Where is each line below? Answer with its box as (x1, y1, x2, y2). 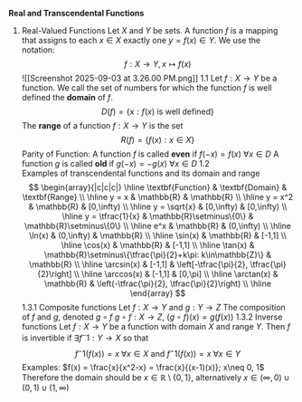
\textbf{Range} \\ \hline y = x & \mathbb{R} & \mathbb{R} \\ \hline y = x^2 (22, 192, 294, 202)
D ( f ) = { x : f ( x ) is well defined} (101, 106, 214, 117)
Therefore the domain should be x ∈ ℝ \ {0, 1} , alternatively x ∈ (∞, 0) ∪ (21, 372, 290, 383)
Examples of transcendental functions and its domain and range (21, 167, 260, 178)
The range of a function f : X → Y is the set (21, 120, 184, 130)
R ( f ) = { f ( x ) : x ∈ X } (120, 135, 195, 145)
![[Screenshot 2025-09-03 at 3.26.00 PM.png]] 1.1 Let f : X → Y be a (21, 72, 278, 83)
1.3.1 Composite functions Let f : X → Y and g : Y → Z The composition (21, 302, 286, 312)
